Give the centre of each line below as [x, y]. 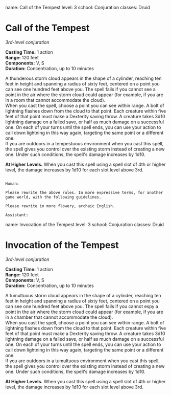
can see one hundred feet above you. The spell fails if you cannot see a [80, 89]
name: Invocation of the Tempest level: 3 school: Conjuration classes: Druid [85, 224]
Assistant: [17, 215]
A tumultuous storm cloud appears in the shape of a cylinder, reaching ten [83, 295]
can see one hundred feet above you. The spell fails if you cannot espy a [82, 306]
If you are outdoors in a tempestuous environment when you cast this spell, [84, 143]
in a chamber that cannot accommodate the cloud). [59, 317]
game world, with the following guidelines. [53, 197]
